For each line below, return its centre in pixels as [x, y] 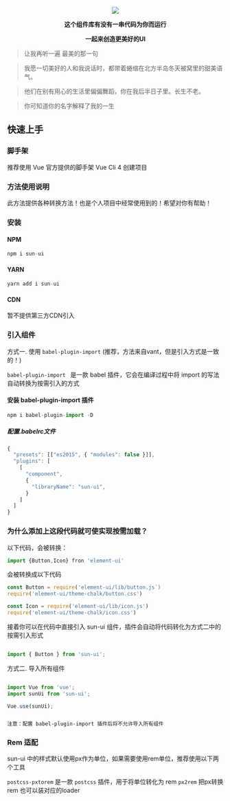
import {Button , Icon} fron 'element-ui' [66, 561]
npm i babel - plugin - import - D [50, 415]
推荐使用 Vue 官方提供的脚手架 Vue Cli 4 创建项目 [77, 167]
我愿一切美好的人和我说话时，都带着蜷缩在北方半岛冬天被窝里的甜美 [120, 68]
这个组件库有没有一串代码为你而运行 [115, 24]
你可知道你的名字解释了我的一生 [69, 106]
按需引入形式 [25, 635]
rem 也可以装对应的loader [44, 791]
